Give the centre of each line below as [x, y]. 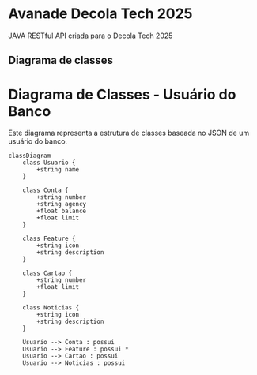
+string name [58, 170]
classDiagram [30, 156]
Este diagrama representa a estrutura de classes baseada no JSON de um [129, 133]
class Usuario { [49, 163]
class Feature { [49, 239]
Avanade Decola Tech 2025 [100, 14]
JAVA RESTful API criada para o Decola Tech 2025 [91, 36]
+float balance [62, 211]
